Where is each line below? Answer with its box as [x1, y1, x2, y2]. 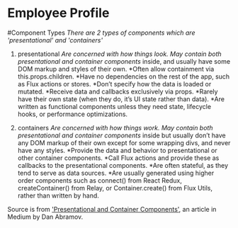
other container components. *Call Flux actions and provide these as [17, 154, 220, 162]
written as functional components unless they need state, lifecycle [17, 102, 211, 110]
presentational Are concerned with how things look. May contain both [17, 50, 222, 58]
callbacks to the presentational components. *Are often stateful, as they [17, 161, 229, 169]
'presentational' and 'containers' [7, 35, 103, 44]
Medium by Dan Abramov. [7, 212, 84, 221]
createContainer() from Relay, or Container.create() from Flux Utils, [17, 183, 213, 192]
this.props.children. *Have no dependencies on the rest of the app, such [17, 72, 230, 81]
